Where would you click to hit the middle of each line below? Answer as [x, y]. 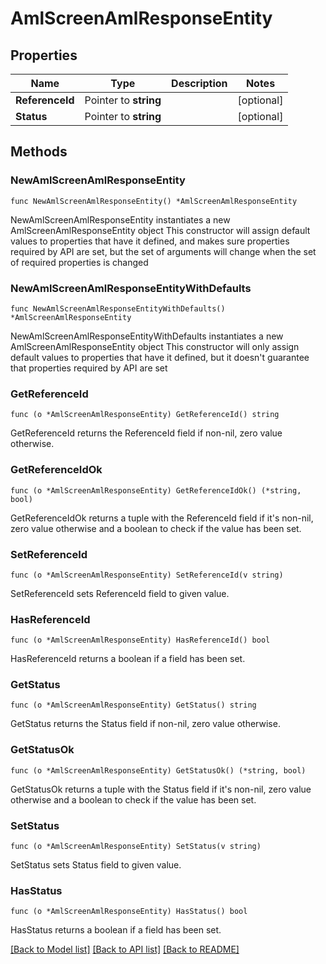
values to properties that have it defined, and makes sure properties [150, 241]
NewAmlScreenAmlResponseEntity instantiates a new [120, 219]
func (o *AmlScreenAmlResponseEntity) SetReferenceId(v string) [147, 575]
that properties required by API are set [89, 368]
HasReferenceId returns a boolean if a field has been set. [128, 659]
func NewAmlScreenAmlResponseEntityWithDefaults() [118, 308]
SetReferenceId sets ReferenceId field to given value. [120, 593]
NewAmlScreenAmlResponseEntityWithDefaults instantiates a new [147, 336]
